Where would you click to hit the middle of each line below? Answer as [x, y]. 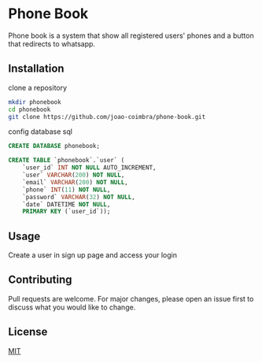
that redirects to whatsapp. [52, 43]
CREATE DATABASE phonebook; [54, 146]
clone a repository [38, 87]
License [28, 332]
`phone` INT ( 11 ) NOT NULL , [66, 190]
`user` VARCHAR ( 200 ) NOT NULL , [74, 175]
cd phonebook [30, 109]
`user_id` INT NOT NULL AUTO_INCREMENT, [89, 168]
